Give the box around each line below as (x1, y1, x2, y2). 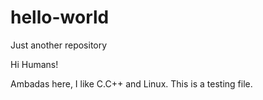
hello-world (10, 6, 110, 29)
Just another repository (10, 39, 108, 51)
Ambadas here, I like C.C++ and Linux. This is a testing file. (10, 77, 253, 90)
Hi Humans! (10, 58, 59, 70)
